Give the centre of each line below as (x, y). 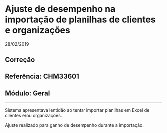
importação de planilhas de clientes (80, 20)
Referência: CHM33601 (42, 76)
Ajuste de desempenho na (60, 9)
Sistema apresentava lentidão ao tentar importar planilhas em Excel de (77, 110)
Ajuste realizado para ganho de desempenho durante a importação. (75, 125)
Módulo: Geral (28, 94)
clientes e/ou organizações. (34, 115)
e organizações (38, 30)
